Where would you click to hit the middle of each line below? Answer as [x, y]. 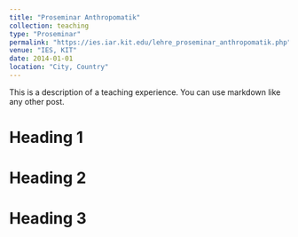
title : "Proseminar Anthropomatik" [75, 17]
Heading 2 [48, 178]
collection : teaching [49, 26]
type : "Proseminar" [45, 34]
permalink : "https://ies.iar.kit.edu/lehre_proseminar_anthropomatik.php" [150, 42]
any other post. [37, 101]
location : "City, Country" [59, 67]
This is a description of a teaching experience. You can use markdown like [145, 92]
